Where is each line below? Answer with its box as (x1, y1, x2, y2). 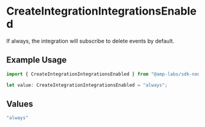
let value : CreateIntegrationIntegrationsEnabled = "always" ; (6, 82, 168, 88)
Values (6, 98, 34, 109)
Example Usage (6, 55, 67, 65)
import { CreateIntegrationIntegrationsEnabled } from (6, 71, 149, 77)
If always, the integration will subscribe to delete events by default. (6, 37, 175, 44)
